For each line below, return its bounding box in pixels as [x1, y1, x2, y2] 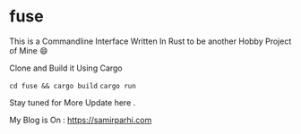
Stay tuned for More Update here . [9, 96, 136, 108]
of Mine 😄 [9, 45, 48, 55]
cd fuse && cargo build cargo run [9, 81, 136, 90]
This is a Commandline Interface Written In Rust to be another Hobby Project [9, 36, 292, 46]
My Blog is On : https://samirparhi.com [9, 114, 152, 125]
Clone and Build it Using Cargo [9, 63, 123, 73]
